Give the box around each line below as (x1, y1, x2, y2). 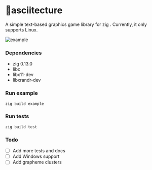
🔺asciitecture (5, 5, 63, 16)
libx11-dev (12, 72, 34, 78)
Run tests (5, 113, 29, 120)
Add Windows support (12, 153, 60, 159)
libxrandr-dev (12, 77, 41, 83)
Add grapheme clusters (12, 159, 62, 165)
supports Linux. (5, 26, 38, 32)
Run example (5, 90, 38, 97)
